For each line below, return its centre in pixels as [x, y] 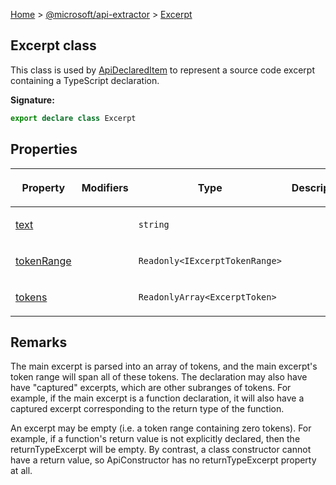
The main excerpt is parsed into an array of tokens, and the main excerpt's [164, 366]
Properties [44, 149]
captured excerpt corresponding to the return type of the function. [147, 409]
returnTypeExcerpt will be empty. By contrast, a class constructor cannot [161, 450]
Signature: [32, 100]
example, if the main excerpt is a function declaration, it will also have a [157, 398]
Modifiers [105, 187]
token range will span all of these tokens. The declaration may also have [159, 377]
